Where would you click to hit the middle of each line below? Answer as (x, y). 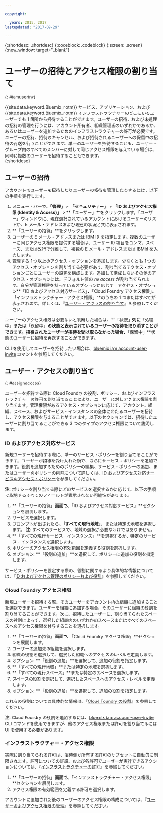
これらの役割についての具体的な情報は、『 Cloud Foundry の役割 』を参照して (81, 701)
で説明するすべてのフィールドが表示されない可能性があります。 (68, 495)
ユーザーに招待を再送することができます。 (56, 338)
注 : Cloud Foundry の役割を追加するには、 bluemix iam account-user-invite (80, 717)
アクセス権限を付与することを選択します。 (60, 626)
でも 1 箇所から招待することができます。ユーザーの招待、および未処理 (87, 119)
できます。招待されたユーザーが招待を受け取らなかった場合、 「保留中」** (78, 332)
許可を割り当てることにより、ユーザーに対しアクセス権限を (94, 399)
